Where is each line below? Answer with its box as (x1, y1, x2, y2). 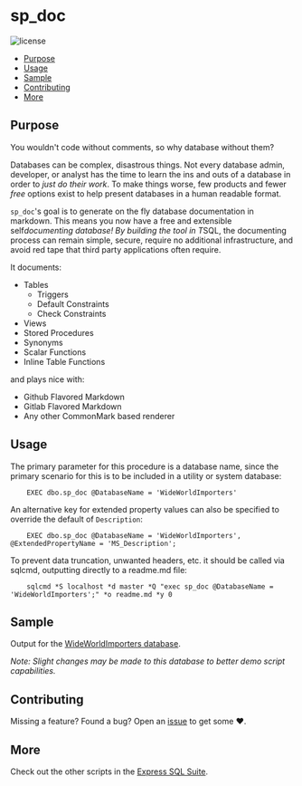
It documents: (10, 262, 62, 273)
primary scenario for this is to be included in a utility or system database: (10, 470, 282, 481)
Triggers (36, 289, 69, 300)
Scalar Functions (23, 346, 87, 358)
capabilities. (10, 666, 56, 676)
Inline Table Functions (23, 356, 106, 367)
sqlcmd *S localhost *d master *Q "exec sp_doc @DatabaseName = (26, 581, 274, 591)
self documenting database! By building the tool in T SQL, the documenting (10, 225, 288, 235)
